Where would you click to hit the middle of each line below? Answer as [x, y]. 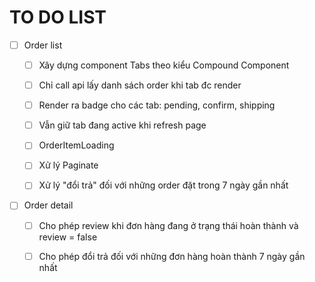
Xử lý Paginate [68, 165]
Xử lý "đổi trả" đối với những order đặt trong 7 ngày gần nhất [163, 185]
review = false [68, 237]
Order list [43, 45]
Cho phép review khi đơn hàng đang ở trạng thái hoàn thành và [168, 225]
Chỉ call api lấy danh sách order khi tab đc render [140, 85]
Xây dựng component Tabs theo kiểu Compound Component [164, 65]
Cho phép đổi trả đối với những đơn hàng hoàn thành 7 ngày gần [172, 256]
